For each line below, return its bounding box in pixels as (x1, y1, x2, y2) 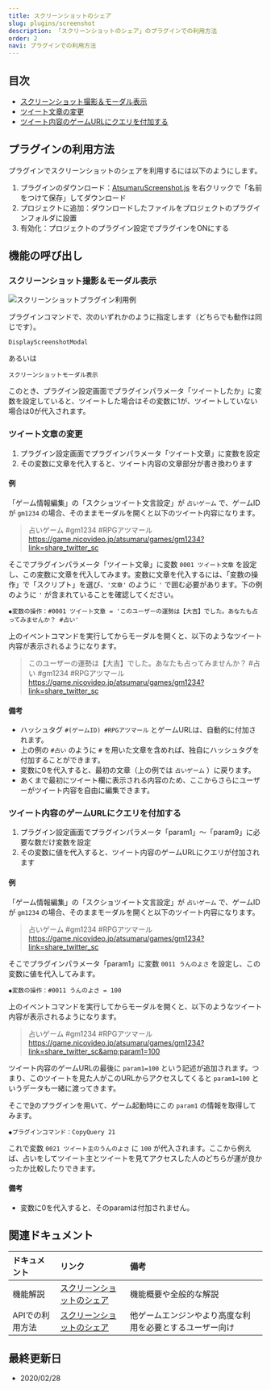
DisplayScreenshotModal (8, 338, 89, 347)
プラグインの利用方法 (8, 143, 115, 157)
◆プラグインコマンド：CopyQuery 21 (8, 1128, 115, 1136)
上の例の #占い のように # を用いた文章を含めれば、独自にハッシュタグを (19, 745, 260, 755)
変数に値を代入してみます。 (8, 969, 100, 979)
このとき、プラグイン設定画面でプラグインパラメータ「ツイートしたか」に (8, 386, 256, 396)
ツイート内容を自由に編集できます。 (34, 786, 155, 795)
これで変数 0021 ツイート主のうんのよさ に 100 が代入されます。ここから (8, 1143, 238, 1153)
